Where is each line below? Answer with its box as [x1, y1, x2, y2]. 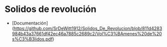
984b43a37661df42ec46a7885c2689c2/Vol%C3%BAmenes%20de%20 [11, 30, 162, 36]
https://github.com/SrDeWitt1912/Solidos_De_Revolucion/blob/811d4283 [13, 25, 162, 31]
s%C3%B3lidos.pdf [11, 36, 53, 42]
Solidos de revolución [4, 3, 96, 15]
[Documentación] [11, 20, 48, 26]
